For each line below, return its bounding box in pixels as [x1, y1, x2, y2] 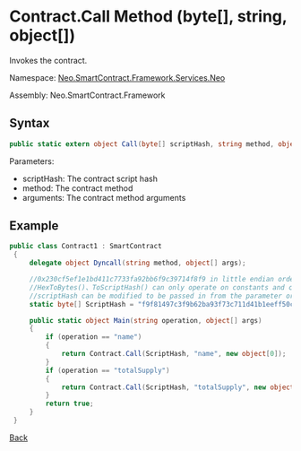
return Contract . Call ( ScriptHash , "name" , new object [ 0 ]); [61, 350, 287, 359]
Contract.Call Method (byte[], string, [9, 6, 288, 27]
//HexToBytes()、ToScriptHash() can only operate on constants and [29, 282, 285, 292]
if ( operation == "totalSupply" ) [45, 366, 170, 375]
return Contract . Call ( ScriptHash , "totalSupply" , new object [61, 383, 295, 392]
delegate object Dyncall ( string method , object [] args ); [29, 258, 246, 268]
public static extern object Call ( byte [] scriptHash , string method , [9, 139, 275, 149]
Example [9, 218, 59, 234]
